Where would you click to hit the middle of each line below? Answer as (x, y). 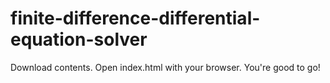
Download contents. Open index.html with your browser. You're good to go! (165, 67)
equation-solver (79, 39)
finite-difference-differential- (135, 18)
